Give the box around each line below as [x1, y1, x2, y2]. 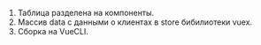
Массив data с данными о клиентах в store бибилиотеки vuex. [17, 17, 253, 27]
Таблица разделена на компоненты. [17, 8, 155, 18]
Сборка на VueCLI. [17, 26, 88, 36]
